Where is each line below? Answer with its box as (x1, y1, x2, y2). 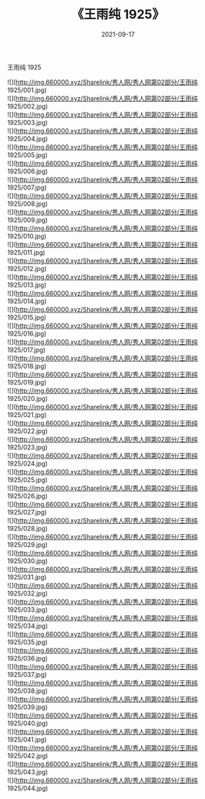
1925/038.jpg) (7, 686, 48, 695)
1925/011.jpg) (7, 248, 46, 256)
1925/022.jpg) (7, 426, 48, 435)
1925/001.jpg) (7, 86, 47, 94)
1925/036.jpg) (7, 654, 48, 662)
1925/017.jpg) (7, 345, 46, 354)
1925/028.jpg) (7, 524, 48, 532)
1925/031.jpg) (7, 573, 47, 581)
